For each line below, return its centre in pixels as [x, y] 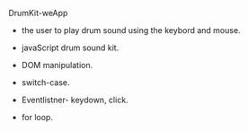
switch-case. [45, 83]
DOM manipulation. [57, 65]
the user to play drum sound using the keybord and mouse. [131, 30]
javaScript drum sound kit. [70, 48]
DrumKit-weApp [38, 13]
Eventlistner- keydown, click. [75, 100]
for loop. [37, 117]
